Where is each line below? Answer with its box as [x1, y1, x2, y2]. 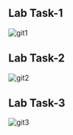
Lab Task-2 [8, 52, 66, 65]
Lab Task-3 [8, 96, 66, 110]
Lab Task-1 [8, 6, 63, 20]
